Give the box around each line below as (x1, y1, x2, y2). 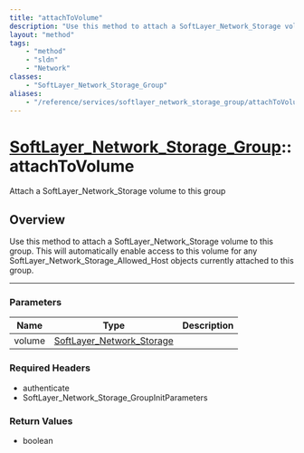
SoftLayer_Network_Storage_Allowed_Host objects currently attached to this (9, 255, 294, 266)
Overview (9, 212, 66, 227)
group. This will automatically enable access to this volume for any (9, 246, 258, 256)
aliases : (9, 89, 43, 98)
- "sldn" (25, 55, 59, 64)
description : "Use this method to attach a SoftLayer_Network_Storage (9, 22, 281, 31)
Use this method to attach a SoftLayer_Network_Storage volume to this (9, 236, 274, 247)
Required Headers (9, 361, 90, 374)
